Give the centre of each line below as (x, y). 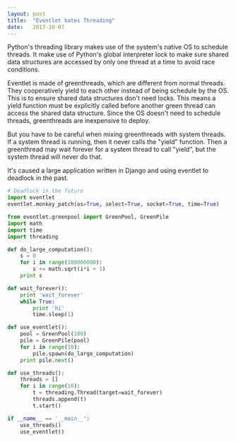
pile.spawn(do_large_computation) (83, 354)
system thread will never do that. (55, 157)
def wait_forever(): (38, 288)
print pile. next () (47, 360)
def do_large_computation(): (50, 249)
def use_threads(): (36, 373)
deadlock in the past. (38, 178)
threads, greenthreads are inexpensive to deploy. (79, 121)
